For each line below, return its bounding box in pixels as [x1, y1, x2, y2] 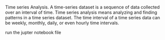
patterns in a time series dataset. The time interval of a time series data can [5, 15, 161, 20]
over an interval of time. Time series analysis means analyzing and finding [5, 9, 158, 15]
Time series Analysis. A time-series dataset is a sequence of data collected [5, 4, 160, 10]
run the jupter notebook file [5, 30, 61, 35]
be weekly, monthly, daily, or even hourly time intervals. [5, 20, 120, 26]
